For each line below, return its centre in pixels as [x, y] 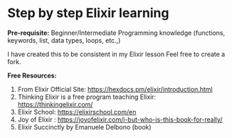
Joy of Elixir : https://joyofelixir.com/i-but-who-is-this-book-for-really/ [120, 120]
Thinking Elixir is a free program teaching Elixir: [87, 97]
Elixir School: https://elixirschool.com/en [77, 112]
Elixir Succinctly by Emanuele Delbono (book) [84, 127]
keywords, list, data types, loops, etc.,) [64, 40]
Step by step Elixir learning [88, 13]
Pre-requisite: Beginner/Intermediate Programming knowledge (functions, [116, 33]
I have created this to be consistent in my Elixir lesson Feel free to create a [116, 54]
